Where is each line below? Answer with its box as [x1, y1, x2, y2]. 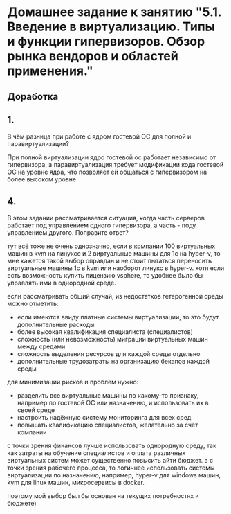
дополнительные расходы [17, 320, 95, 329]
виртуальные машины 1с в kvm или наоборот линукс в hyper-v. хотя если [7, 264, 225, 272]
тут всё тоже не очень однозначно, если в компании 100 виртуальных [7, 242, 216, 250]
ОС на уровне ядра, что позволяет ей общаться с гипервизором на [7, 168, 207, 177]
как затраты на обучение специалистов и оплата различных [7, 449, 186, 457]
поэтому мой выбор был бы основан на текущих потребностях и [7, 492, 199, 500]
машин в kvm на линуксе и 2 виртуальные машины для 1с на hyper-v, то [7, 249, 221, 258]
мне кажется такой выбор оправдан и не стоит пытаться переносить [7, 257, 212, 265]
